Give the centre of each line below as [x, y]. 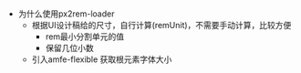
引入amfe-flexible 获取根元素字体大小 [102, 59]
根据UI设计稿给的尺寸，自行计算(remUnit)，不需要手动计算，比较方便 [161, 26]
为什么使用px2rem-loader [66, 14]
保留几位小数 [69, 48]
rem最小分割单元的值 [85, 36]
